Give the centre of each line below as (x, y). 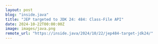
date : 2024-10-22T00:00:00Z (35, 24)
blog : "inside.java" (27, 15)
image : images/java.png (30, 29)
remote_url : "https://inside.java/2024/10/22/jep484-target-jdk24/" (79, 33)
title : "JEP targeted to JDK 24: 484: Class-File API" (65, 19)
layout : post (19, 10)
